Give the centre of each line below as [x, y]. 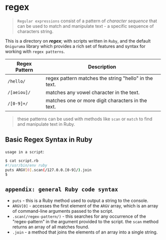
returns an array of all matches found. [51, 227]
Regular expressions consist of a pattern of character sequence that [87, 21]
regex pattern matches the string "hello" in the [99, 78]
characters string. [35, 31]
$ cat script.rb [22, 161]
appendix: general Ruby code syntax [62, 189]
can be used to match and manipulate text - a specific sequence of [85, 26]
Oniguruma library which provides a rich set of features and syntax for [75, 46]
